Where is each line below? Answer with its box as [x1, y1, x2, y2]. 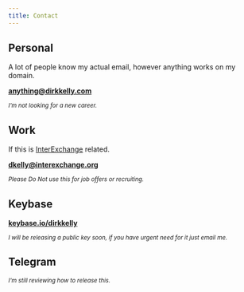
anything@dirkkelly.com [8, 86, 92, 96]
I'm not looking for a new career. [8, 101, 98, 110]
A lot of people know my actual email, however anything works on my [8, 62, 236, 72]
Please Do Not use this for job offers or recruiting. [8, 176, 145, 183]
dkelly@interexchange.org [8, 160, 99, 170]
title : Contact [8, 11, 59, 20]
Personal [8, 41, 54, 55]
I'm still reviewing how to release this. [8, 276, 111, 284]
